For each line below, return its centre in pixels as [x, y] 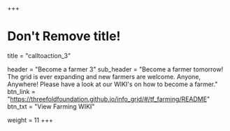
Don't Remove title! [64, 36]
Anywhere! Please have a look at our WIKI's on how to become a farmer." [113, 84]
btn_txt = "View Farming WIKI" [51, 106]
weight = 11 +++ [30, 120]
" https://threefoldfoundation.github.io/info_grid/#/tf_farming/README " [109, 99]
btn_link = [22, 91]
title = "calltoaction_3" [39, 55]
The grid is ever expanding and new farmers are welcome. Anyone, [104, 76]
